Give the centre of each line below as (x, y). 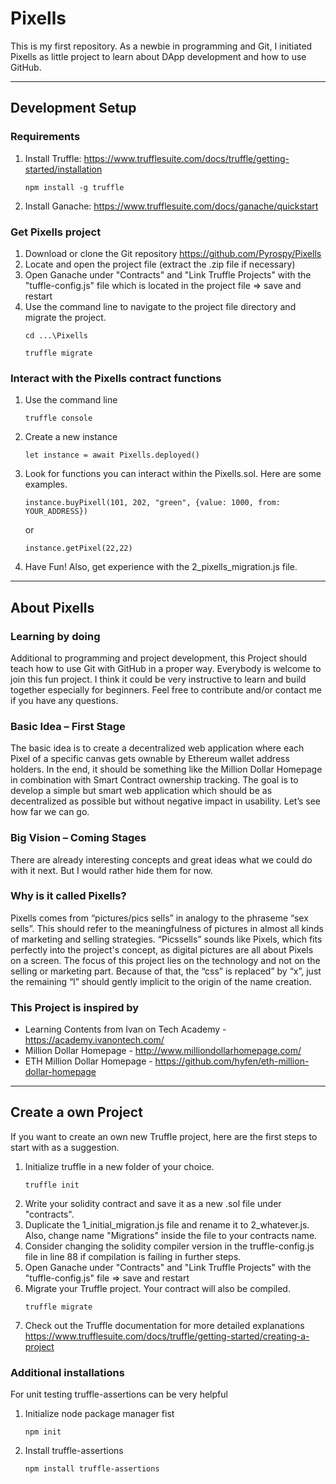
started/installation (63, 169)
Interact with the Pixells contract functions (116, 378)
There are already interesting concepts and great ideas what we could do (161, 859)
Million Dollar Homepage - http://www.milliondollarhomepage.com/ (163, 1051)
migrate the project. (65, 317)
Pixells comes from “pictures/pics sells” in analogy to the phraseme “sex (159, 918)
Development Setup (73, 108)
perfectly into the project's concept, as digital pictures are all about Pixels (162, 949)
